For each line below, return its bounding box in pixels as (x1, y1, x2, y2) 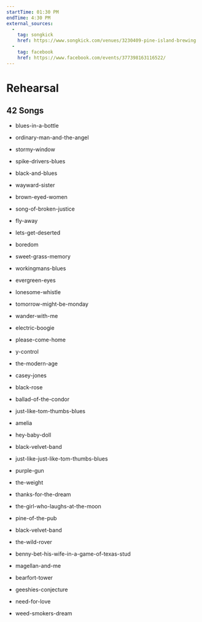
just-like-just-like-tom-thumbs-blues (15, 455, 109, 462)
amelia (15, 419, 33, 427)
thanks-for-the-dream (15, 491, 72, 498)
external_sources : (6, 20, 53, 26)
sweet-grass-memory (15, 252, 71, 260)
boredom (15, 241, 39, 248)
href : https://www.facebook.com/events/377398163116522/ (17, 55, 166, 61)
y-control (15, 348, 39, 355)
